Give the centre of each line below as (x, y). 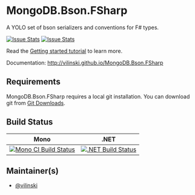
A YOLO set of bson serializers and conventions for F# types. (83, 27)
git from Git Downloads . (36, 103)
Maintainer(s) (32, 171)
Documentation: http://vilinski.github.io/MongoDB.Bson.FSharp (85, 63)
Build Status (30, 122)
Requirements (33, 82)
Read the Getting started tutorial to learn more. (64, 51)
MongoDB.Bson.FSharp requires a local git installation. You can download (98, 96)
